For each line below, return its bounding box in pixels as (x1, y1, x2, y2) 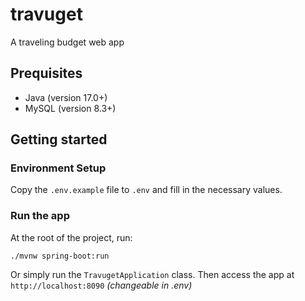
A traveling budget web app (10, 36, 125, 48)
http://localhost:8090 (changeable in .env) (10, 279, 193, 291)
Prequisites (10, 65, 83, 82)
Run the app (10, 209, 70, 223)
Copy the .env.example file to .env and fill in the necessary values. (10, 184, 283, 196)
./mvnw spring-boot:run (10, 251, 110, 261)
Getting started (10, 131, 108, 148)
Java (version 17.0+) (24, 91, 108, 103)
